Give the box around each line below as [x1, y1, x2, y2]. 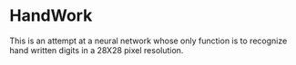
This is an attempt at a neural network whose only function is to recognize [9, 35, 288, 46]
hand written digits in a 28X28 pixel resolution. [9, 44, 184, 55]
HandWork [9, 5, 93, 26]
